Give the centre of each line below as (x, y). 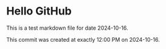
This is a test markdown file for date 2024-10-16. (67, 28)
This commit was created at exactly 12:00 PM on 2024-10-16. (83, 39)
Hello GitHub (39, 11)
